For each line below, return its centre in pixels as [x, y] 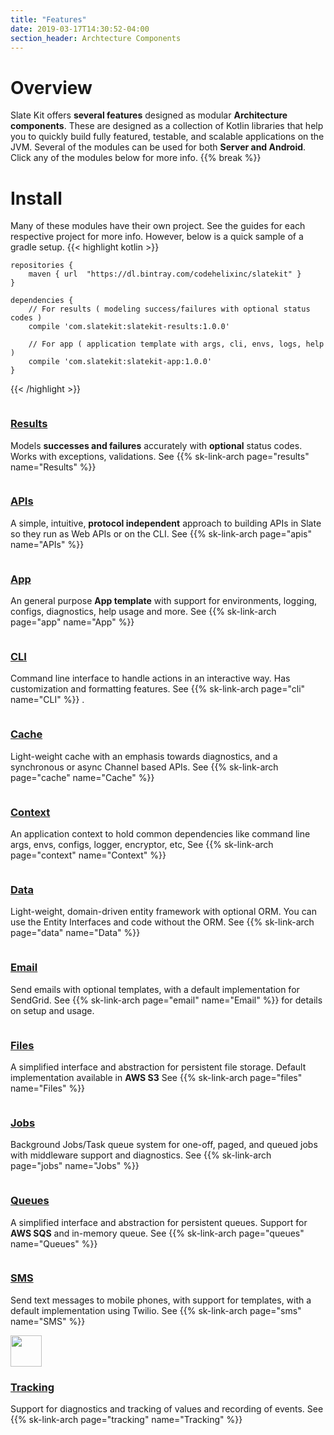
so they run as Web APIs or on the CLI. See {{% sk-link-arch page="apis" [161, 533]
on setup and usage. [52, 1010]
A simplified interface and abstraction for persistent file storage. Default [158, 1067]
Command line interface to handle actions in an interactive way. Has [150, 678]
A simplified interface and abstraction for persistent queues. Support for [159, 1222]
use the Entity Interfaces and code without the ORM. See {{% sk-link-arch [162, 922]
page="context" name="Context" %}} [88, 855]
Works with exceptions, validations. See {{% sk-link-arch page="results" [160, 456]
